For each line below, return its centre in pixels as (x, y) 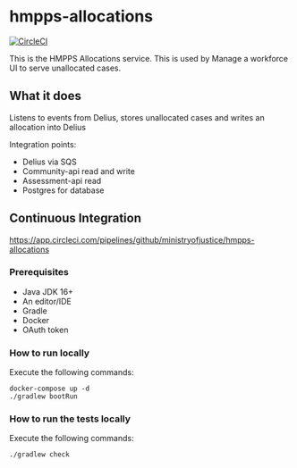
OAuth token (45, 330)
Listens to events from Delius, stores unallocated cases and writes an (137, 117)
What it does (46, 96)
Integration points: (43, 144)
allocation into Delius (48, 127)
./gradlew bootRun (43, 397)
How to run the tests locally (70, 419)
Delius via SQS (50, 162)
